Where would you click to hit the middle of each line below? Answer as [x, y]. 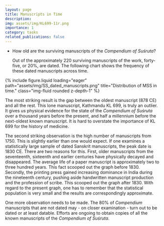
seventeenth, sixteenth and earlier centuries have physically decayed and [79, 156]
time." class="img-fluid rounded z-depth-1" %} [52, 91]
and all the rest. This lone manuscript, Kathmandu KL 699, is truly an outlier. [82, 105]
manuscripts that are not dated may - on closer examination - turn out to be [81, 208]
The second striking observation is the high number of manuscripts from [78, 136]
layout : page [18, 10]
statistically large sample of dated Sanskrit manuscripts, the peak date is [78, 146]
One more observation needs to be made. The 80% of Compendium [74, 202]
